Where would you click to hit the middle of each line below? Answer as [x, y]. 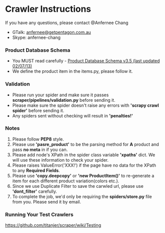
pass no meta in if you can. [40, 149]
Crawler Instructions [48, 9]
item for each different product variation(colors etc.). [66, 181]
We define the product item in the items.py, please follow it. [72, 71]
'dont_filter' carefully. [35, 191]
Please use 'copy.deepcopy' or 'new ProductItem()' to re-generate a [83, 175]
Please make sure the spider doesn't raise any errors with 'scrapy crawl [85, 105]
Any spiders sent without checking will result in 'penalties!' [73, 116]
